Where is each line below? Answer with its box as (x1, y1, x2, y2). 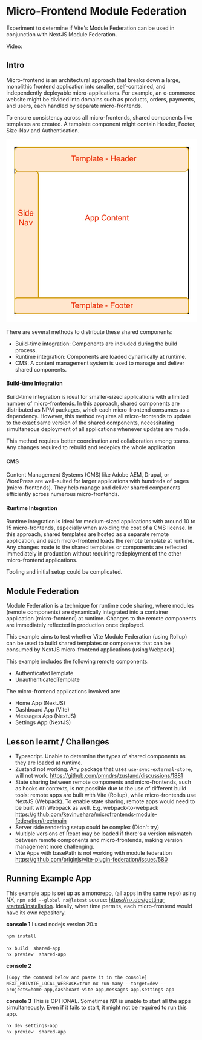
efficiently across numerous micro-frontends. (6, 491, 120, 498)
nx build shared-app (6, 945, 61, 951)
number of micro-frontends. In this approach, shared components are (6, 399, 180, 407)
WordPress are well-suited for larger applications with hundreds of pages (6, 478, 189, 485)
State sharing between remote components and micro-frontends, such (15, 778, 192, 786)
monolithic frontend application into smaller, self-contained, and (6, 83, 166, 90)
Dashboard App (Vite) (15, 706, 70, 713)
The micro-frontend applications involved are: (6, 688, 121, 695)
